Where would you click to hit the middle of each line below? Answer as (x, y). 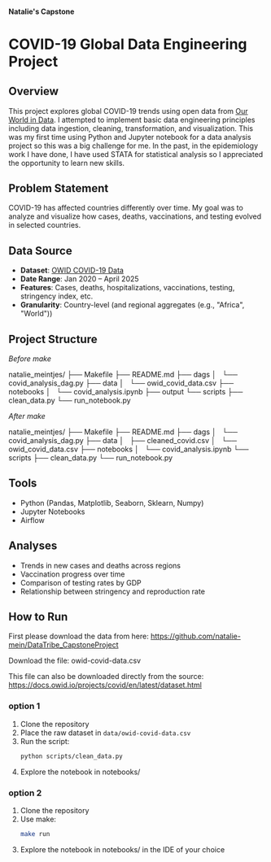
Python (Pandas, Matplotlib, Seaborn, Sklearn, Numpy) (112, 503)
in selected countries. (45, 225)
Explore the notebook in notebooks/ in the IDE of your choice (122, 849)
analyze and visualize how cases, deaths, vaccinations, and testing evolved (135, 216)
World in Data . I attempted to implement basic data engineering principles (132, 120)
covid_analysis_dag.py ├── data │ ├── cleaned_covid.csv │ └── (123, 441)
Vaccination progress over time (72, 574)
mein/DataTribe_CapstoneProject (64, 645)
